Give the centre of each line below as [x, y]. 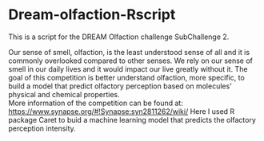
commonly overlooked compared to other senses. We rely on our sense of [131, 61]
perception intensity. [42, 128]
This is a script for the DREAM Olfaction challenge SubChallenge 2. [119, 37]
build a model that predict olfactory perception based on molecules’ [120, 86]
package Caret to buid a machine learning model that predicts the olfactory [132, 119]
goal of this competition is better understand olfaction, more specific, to [127, 77]
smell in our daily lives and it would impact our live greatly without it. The [128, 69]
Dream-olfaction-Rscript [92, 15]
